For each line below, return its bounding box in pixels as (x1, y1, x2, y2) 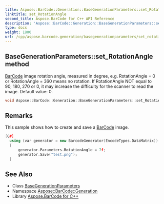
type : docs (5, 25, 27, 30)
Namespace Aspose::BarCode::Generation (12, 188, 98, 194)
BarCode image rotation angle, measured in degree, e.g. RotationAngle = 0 (5, 73, 155, 79)
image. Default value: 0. (5, 88, 53, 94)
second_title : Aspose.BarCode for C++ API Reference (5, 16, 115, 21)
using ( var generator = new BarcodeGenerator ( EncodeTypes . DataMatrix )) (9, 139, 159, 143)
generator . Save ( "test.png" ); (18, 152, 78, 157)
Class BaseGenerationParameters (12, 183, 81, 189)
